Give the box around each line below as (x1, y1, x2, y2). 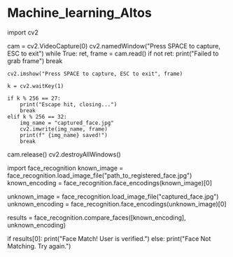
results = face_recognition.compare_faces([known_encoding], (7, 213, 187, 222)
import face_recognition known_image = (7, 164, 124, 172)
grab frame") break (7, 56, 63, 65)
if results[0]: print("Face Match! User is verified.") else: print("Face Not (7, 234, 211, 243)
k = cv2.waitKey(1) (7, 82, 64, 89)
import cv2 (7, 28, 38, 37)
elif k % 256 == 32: (7, 113, 68, 120)
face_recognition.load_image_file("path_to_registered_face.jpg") (7, 171, 192, 180)
